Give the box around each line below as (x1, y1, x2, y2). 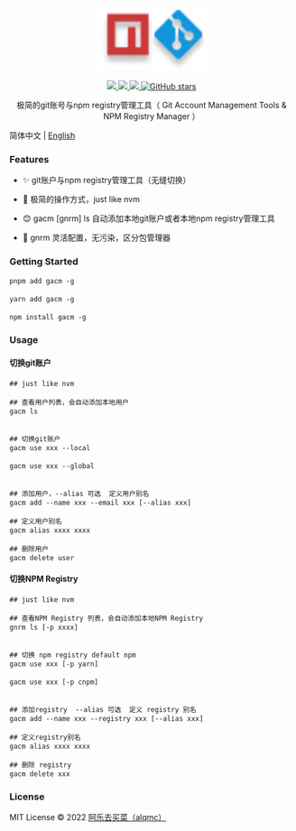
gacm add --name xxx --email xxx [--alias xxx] (9, 498, 192, 507)
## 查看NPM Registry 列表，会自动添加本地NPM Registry (9, 614, 204, 623)
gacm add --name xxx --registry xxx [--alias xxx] (9, 714, 204, 723)
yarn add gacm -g (9, 295, 75, 304)
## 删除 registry (9, 760, 72, 770)
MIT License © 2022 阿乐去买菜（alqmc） (9, 812, 167, 823)
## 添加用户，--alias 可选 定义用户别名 (9, 489, 150, 498)
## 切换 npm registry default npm (9, 651, 137, 660)
